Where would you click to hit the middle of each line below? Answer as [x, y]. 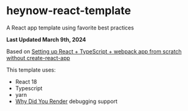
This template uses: [31, 70]
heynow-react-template [69, 11]
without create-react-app [38, 58]
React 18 [26, 82]
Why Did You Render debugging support [66, 101]
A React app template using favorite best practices [70, 28]
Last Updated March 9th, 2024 [46, 39]
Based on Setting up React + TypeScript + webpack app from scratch [94, 51]
